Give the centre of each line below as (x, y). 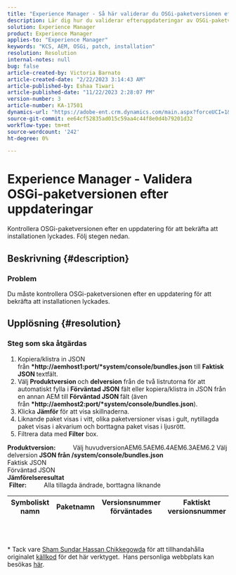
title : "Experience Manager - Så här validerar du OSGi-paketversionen (114, 14)
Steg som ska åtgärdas (47, 344)
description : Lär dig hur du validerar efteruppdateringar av (100, 20)
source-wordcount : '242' (44, 132)
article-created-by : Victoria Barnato (64, 73)
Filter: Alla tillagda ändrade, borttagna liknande (85, 485)
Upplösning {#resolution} (64, 324)
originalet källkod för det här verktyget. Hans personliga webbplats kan (111, 557)
